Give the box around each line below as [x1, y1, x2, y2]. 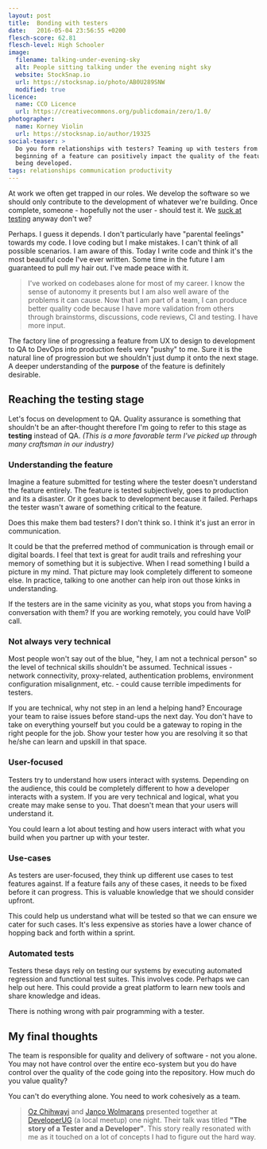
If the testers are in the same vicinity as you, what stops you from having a [8, 599, 252, 609]
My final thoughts [8, 1030, 98, 1043]
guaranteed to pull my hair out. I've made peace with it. [8, 263, 189, 273]
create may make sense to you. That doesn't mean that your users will [8, 800, 238, 810]
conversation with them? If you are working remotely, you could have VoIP [8, 608, 251, 617]
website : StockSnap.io [15, 71, 91, 79]
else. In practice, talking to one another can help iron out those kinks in [8, 575, 241, 585]
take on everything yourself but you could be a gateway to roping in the [8, 720, 242, 729]
